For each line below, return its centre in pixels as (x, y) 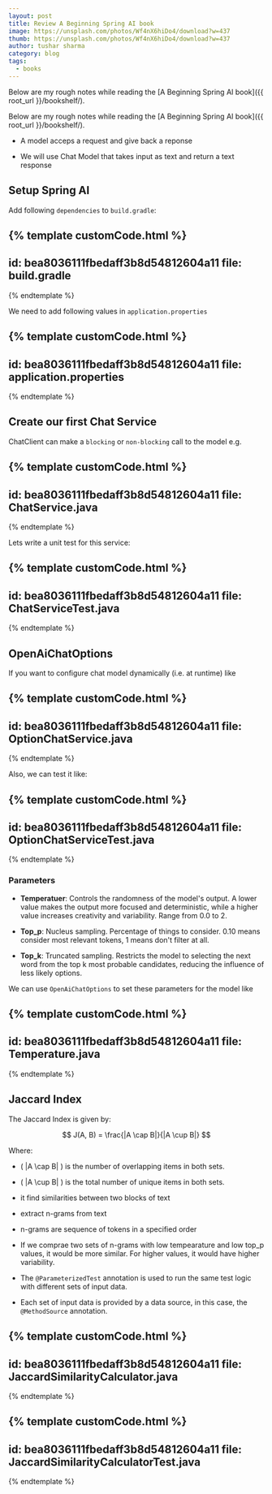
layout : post (30, 16)
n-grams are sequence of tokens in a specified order (108, 1229)
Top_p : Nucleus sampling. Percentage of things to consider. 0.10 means (140, 931)
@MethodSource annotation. (64, 1310)
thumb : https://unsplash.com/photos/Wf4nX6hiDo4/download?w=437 (119, 39)
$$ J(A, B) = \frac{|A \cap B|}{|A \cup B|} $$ (136, 1134)
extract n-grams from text (63, 1213)
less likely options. (51, 973)
